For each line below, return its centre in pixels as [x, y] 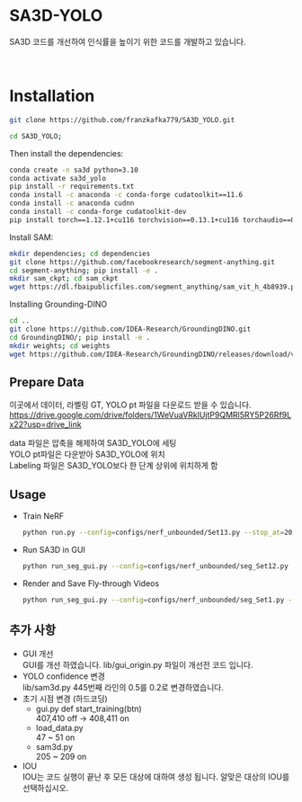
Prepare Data [47, 382]
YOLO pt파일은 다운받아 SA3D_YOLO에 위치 [87, 454]
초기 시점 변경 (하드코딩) [65, 699]
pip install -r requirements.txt [72, 187]
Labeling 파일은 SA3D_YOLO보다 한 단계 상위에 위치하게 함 [114, 466]
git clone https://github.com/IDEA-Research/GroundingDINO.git [130, 329]
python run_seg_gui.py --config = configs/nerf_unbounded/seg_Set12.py [155, 566]
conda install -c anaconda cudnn [72, 203]
